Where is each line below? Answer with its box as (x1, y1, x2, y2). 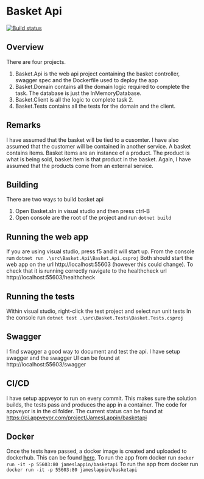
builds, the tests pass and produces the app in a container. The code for (6, 400, 188, 408)
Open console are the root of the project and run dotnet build (15, 214, 172, 222)
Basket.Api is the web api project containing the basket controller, (15, 70, 180, 77)
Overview (6, 42, 44, 52)
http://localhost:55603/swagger (6, 360, 86, 368)
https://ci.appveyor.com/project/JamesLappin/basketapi (6, 414, 147, 421)
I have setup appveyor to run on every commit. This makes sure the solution (6, 394, 197, 402)
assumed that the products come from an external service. (6, 162, 154, 169)
